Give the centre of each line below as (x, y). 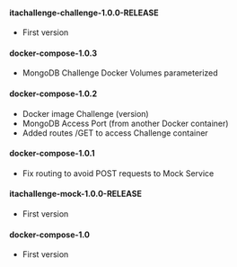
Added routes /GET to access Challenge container (115, 133)
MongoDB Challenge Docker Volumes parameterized (120, 73)
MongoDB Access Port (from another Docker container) (125, 123)
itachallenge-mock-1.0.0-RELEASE (75, 194)
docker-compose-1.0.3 (53, 53)
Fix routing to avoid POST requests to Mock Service (118, 173)
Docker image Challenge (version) (86, 113)
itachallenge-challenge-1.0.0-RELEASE (84, 13)
